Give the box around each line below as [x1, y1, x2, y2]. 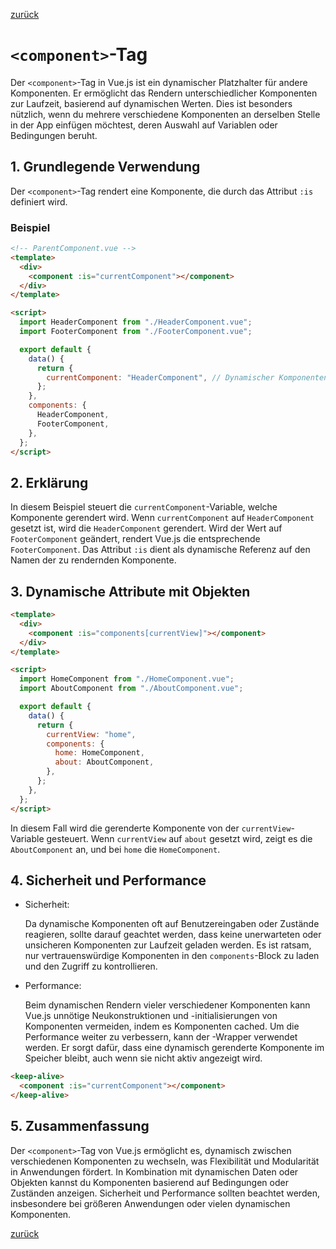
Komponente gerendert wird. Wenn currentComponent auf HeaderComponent [10, 512, 315, 524]
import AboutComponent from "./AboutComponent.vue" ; [19, 684, 244, 694]
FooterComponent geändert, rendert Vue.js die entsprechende [10, 533, 261, 545]
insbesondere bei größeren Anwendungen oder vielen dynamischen [10, 1197, 291, 1209]
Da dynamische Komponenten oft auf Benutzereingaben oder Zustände [24, 918, 320, 930]
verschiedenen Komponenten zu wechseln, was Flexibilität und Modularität [10, 1155, 320, 1167]
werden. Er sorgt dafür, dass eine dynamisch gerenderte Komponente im [24, 1042, 325, 1054]
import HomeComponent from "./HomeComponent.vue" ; [19, 674, 235, 684]
